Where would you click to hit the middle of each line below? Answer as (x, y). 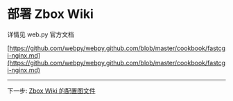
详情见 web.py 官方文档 (41, 34)
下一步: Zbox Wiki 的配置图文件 (51, 91)
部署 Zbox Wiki (50, 14)
